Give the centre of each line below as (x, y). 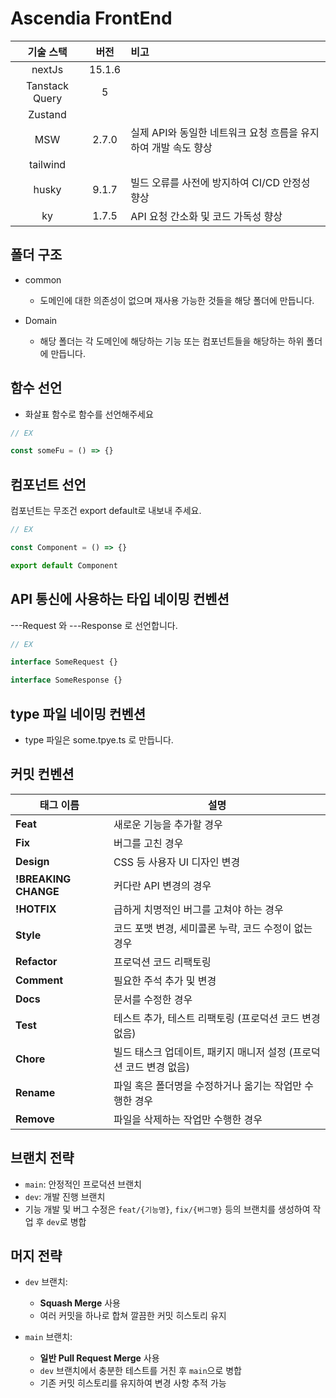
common (43, 279)
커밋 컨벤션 (42, 774)
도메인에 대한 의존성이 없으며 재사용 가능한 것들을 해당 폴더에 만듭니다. (177, 300)
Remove (35, 1119)
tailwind (47, 164)
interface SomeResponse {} (66, 680)
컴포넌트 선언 (48, 484)
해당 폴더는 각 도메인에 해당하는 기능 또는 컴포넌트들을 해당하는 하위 (172, 341)
